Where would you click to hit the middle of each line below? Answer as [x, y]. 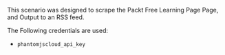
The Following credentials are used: [58, 31]
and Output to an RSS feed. [46, 17]
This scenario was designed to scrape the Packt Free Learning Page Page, [113, 10]
